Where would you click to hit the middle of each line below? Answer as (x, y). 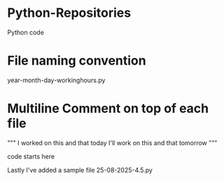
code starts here (31, 156)
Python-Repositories (69, 13)
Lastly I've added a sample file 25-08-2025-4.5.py (80, 170)
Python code (26, 32)
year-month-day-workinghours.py (56, 80)
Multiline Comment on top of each (108, 108)
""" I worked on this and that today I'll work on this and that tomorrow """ (112, 142)
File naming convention (77, 61)
